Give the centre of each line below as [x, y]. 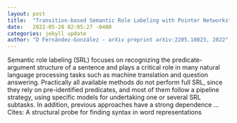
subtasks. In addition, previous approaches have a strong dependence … [113, 105]
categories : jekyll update [47, 33]
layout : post [26, 14]
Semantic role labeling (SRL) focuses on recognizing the [89, 60]
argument [22, 67]
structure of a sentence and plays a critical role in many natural [128, 67]
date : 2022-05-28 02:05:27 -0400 [60, 27]
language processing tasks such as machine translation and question [108, 75]
